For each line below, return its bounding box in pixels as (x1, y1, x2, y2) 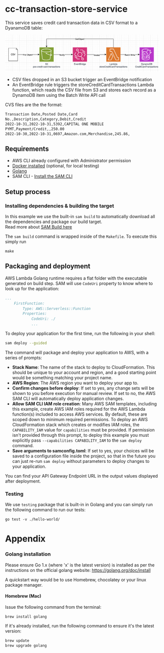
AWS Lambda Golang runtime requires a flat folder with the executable (5, 275, 147, 281)
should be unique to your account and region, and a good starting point (12, 369, 157, 375)
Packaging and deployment (5, 262, 91, 271)
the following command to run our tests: (5, 507, 86, 513)
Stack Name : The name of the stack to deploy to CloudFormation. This (12, 364, 155, 370)
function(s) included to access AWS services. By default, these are (12, 411, 147, 417)
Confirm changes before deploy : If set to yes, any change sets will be (12, 385, 154, 391)
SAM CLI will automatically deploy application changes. (12, 396, 124, 401)
